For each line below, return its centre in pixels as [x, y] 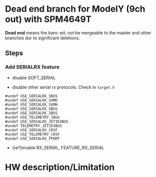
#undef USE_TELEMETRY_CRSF [32, 134]
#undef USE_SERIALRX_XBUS [31, 109]
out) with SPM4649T [48, 19]
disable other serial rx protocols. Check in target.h [63, 87]
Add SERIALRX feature [32, 67]
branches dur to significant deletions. [43, 38]
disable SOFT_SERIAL [34, 78]
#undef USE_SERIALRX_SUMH [31, 105]
